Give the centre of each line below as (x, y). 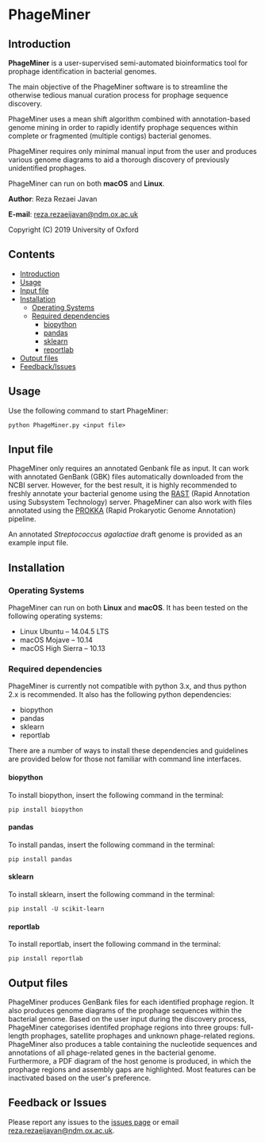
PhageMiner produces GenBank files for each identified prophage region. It (131, 1003)
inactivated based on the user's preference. (80, 1078)
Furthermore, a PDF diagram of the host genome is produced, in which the (130, 1061)
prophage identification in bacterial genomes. (83, 71)
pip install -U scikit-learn (56, 909)
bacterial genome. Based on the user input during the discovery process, (128, 1019)
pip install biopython (46, 810)
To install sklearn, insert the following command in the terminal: (112, 895)
